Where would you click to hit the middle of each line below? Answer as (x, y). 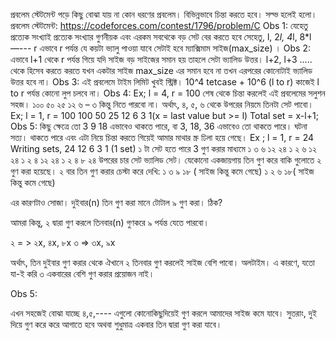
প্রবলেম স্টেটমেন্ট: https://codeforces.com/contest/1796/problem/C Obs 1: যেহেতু (159, 25)
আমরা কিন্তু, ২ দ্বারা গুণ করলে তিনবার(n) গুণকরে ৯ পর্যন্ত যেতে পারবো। (110, 222)
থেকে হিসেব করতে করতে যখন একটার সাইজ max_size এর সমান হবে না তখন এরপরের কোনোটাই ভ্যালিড (161, 70)
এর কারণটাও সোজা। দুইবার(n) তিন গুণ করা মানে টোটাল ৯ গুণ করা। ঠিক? (116, 202)
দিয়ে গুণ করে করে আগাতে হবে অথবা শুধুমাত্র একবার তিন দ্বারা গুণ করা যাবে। (116, 324)
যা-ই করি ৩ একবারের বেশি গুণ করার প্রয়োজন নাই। (82, 273)
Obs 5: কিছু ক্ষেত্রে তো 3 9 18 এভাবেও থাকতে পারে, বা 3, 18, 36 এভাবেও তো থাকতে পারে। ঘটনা (159, 126)
